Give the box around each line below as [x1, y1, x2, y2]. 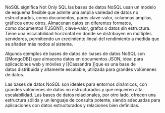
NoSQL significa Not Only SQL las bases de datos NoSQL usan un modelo [5, 4, 156, 10]
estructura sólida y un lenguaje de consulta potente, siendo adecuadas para [5, 97, 161, 103]
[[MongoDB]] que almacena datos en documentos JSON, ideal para [5, 56, 143, 61]
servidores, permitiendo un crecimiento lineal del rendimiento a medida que [5, 36, 160, 42]
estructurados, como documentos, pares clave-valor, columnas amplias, [5, 15, 153, 20]
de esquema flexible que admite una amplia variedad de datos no [5, 9, 139, 15]
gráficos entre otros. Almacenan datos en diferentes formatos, [5, 20, 132, 26]
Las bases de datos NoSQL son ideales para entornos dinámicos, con [5, 81, 147, 87]
